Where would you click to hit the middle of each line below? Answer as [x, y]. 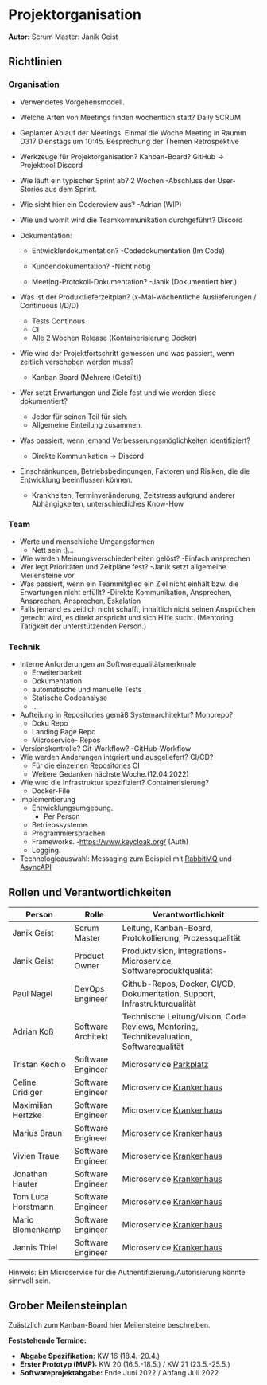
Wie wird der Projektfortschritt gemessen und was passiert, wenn [127, 353]
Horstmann [33, 1207]
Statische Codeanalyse [70, 698]
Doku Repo [50, 723]
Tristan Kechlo [39, 1065]
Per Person [62, 816]
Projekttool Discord [51, 165]
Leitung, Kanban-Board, [167, 928]
